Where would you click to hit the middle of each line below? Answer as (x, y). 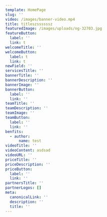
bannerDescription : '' (29, 80)
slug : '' (14, 15)
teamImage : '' (20, 113)
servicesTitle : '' (24, 71)
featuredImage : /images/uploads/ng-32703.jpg (54, 29)
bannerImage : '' (22, 85)
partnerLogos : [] (23, 188)
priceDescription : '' (28, 164)
